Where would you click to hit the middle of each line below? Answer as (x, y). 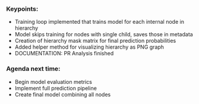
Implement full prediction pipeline (56, 88)
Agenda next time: (33, 69)
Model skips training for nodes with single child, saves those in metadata (104, 34)
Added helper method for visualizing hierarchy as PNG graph (89, 47)
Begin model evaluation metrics (53, 81)
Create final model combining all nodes (63, 94)
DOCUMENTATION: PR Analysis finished (64, 53)
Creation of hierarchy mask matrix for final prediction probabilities (95, 41)
